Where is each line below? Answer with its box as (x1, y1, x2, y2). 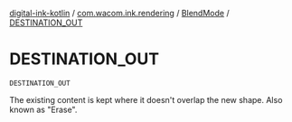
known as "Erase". (9, 104, 78, 115)
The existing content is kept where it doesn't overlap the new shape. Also (9, 94, 283, 105)
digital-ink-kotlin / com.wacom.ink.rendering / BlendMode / (9, 8, 230, 18)
